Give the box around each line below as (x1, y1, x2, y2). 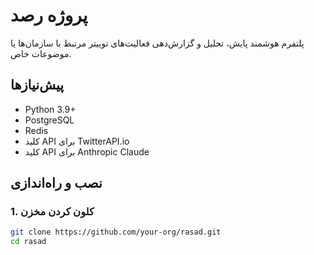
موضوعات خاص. (10, 47, 72, 59)
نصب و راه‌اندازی (10, 175, 103, 192)
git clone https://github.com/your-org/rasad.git (10, 227, 222, 238)
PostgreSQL (24, 114, 75, 126)
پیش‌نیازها (10, 77, 65, 94)
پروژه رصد (10, 4, 88, 27)
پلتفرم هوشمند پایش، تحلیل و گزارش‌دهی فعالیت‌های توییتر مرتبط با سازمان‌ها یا (10, 37, 305, 49)
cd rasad (10, 237, 47, 247)
